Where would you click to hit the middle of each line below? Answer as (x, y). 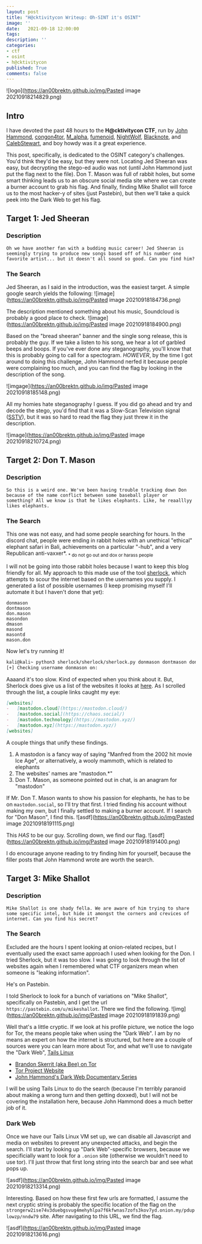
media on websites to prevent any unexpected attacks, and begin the (92, 1143)
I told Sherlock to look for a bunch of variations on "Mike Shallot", (87, 996)
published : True (26, 68)
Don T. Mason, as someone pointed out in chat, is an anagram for (96, 780)
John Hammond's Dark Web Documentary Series (76, 1077)
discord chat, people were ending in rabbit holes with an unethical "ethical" (99, 540)
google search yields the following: (50, 293)
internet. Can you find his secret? (52, 919)
